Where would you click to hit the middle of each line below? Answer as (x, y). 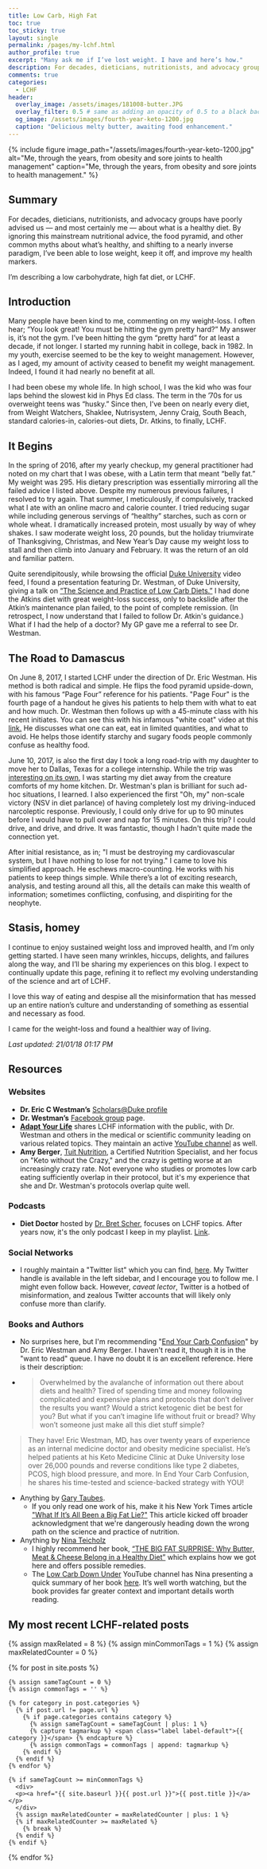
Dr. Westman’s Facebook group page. (82, 1118)
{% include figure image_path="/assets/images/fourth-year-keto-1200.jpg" (131, 149)
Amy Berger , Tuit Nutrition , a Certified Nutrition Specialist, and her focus (139, 1151)
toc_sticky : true (37, 30)
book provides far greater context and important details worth (133, 1591)
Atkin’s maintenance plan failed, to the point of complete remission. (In (123, 608)
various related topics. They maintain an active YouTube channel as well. (139, 1143)
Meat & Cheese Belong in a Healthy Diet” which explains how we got (144, 1557)
